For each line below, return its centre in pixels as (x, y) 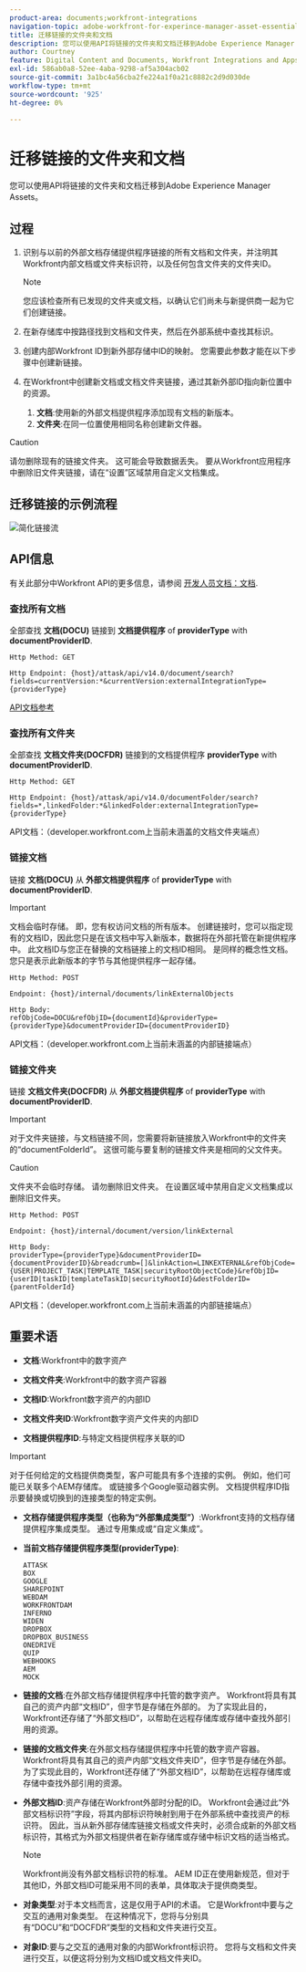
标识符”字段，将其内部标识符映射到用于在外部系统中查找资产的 (164, 1813)
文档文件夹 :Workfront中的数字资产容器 (94, 1380)
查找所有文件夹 (42, 733)
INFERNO (37, 1613)
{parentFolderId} (42, 1287)
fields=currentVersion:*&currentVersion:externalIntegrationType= (138, 682)
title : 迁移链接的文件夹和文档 (61, 35)
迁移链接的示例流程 (63, 504)
